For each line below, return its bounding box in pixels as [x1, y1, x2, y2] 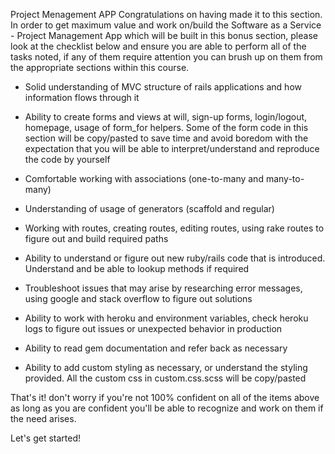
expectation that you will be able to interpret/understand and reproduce [24, 143, 320, 154]
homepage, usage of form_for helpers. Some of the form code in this [24, 122, 309, 133]
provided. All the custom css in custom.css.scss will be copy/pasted [24, 372, 307, 384]
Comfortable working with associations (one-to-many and [24, 173, 264, 184]
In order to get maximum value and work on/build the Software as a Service [10, 19, 322, 31]
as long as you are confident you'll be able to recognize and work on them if [10, 402, 324, 414]
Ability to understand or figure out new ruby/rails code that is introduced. [24, 252, 326, 264]
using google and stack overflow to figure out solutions [24, 293, 253, 304]
